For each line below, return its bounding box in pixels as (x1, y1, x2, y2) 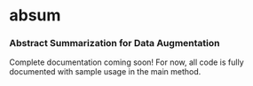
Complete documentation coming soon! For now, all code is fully (9, 57, 244, 67)
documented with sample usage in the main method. (9, 66, 202, 77)
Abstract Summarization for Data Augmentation (9, 37, 220, 50)
